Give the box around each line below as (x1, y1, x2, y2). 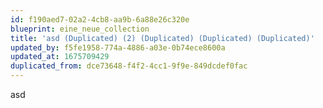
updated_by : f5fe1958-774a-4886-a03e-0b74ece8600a (10, 42, 226, 53)
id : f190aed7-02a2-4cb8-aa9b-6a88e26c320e (10, 14, 190, 25)
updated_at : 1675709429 (10, 52, 110, 62)
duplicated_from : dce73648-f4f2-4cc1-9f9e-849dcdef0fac (10, 61, 248, 71)
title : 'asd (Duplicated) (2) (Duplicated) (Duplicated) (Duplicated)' (10, 33, 315, 43)
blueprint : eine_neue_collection (10, 24, 150, 34)
